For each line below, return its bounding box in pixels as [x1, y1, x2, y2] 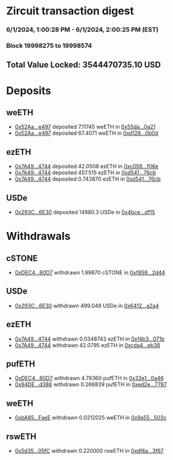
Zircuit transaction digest [6, 4, 134, 18]
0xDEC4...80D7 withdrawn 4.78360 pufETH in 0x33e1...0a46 [14, 375, 164, 382]
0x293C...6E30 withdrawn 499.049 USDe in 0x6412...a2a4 [14, 302, 159, 309]
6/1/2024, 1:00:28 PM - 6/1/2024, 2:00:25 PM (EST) [6, 26, 159, 34]
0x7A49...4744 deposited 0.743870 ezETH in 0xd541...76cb [14, 175, 161, 183]
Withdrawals [6, 230, 71, 243]
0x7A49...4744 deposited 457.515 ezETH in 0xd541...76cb [14, 169, 156, 177]
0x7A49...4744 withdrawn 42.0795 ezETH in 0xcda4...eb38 [14, 341, 161, 348]
